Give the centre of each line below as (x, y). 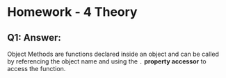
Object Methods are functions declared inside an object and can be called (113, 54)
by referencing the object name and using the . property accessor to (107, 61)
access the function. (37, 69)
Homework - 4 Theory (72, 12)
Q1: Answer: (34, 38)
